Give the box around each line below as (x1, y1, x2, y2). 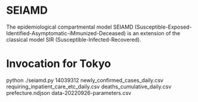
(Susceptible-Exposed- (134, 23, 193, 30)
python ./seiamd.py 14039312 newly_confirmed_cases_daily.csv (6, 76, 163, 84)
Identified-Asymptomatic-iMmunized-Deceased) (6, 29, 126, 36)
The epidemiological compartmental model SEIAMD (6, 23, 133, 30)
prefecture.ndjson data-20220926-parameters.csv (6, 89, 132, 96)
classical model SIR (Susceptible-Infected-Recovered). (6, 36, 142, 43)
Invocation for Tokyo (6, 57, 111, 70)
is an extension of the (127, 29, 181, 36)
